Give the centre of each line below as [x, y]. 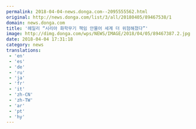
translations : [24, 51]
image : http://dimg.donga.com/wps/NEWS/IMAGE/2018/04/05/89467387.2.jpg [98, 34]
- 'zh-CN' [21, 95]
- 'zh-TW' [21, 100]
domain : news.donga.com [36, 23]
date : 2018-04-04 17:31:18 [40, 39]
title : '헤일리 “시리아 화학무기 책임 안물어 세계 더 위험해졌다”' [77, 28]
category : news [25, 45]
